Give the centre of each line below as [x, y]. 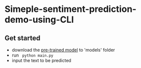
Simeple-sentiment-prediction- [70, 9]
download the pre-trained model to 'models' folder [63, 50]
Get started [23, 38]
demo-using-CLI [39, 20]
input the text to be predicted [41, 60]
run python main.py [32, 55]
